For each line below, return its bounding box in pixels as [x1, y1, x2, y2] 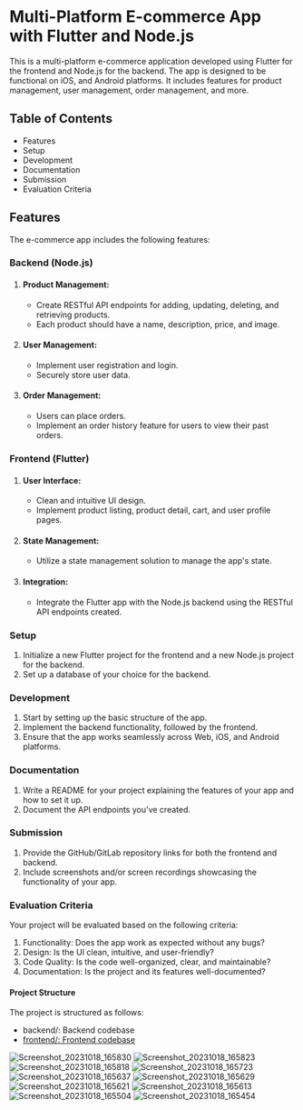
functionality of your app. [22, 875, 118, 887]
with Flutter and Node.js [9, 25, 195, 46]
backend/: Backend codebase [22, 1025, 135, 1035]
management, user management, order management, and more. [9, 85, 249, 95]
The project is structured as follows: [9, 1007, 144, 1018]
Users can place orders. [35, 411, 127, 422]
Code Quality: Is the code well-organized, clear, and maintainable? [22, 956, 271, 967]
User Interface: [22, 475, 82, 485]
